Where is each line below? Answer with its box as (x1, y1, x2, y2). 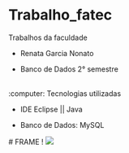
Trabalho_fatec (8, 6, 113, 24)
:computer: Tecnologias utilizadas (8, 88, 122, 98)
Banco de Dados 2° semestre (19, 63, 119, 74)
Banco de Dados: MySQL (19, 120, 105, 129)
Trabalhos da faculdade (8, 33, 88, 42)
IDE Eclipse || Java (19, 104, 83, 114)
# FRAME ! (8, 137, 44, 146)
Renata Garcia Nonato (19, 48, 94, 58)
